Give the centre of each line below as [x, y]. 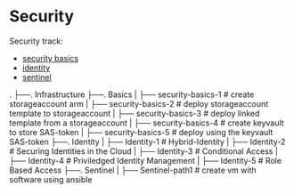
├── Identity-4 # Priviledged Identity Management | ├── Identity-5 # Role [146, 160]
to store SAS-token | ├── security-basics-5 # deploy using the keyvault [141, 132]
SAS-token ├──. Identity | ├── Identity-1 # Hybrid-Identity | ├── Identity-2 [147, 141]
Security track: [37, 41]
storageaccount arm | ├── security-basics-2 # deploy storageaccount [139, 103]
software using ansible [51, 179]
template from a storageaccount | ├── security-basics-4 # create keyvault [147, 123]
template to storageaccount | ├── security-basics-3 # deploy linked [135, 113]
